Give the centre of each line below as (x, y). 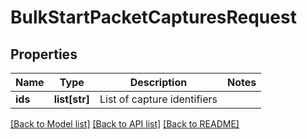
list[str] (71, 99)
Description (158, 82)
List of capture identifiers (158, 99)
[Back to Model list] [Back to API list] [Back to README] (125, 124)
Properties (44, 54)
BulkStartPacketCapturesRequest (153, 17)
